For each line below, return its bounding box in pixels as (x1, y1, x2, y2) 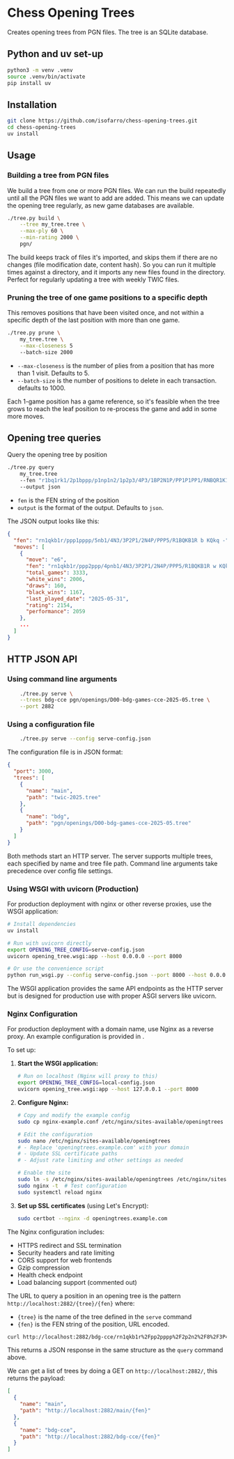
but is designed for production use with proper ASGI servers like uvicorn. (7, 991, 217, 1001)
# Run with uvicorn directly (7, 939, 92, 947)
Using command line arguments (7, 674, 118, 684)
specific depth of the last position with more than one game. (7, 316, 180, 325)
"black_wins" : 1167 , (25, 589, 86, 596)
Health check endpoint (17, 1270, 84, 1279)
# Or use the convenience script (7, 965, 104, 973)
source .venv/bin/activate (7, 73, 86, 80)
